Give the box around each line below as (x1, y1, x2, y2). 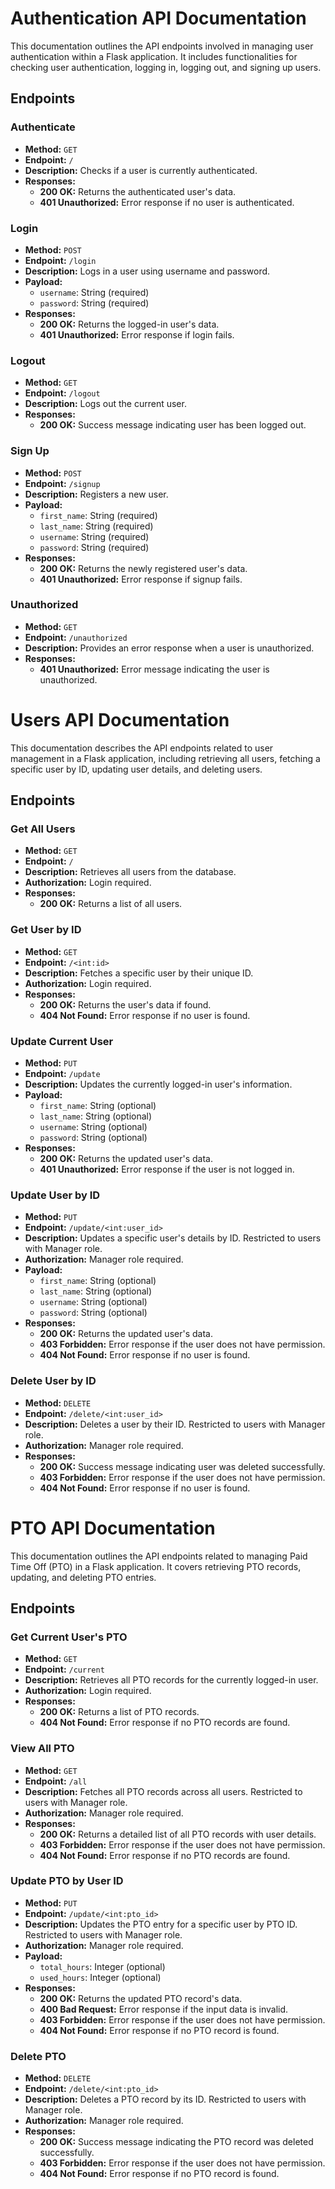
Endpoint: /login (24, 254, 97, 266)
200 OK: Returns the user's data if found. (39, 998, 212, 1011)
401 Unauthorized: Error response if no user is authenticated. (39, 196, 295, 208)
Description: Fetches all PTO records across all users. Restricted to (24, 1785, 303, 1797)
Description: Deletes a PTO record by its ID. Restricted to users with (24, 2093, 307, 2106)
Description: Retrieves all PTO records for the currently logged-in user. (24, 1674, 319, 1686)
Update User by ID (10, 1188, 101, 1202)
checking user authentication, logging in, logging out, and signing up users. (10, 61, 322, 73)
